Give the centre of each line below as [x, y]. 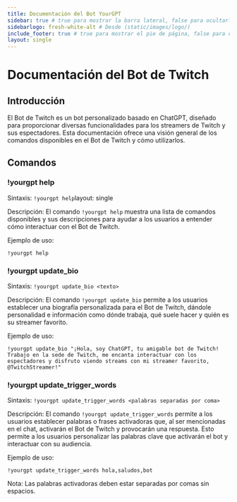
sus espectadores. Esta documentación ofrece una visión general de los [112, 133]
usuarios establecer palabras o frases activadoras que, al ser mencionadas [116, 422]
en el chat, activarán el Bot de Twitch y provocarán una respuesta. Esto [111, 429]
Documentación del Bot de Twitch [108, 75]
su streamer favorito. [38, 322]
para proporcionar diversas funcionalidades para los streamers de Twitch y [116, 125]
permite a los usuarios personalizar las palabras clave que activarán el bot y [117, 436]
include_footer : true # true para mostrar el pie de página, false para [116, 33]
